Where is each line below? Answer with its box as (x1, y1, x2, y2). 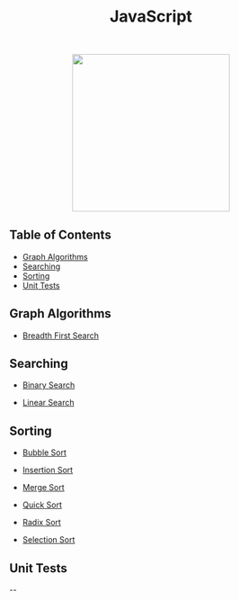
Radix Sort (22, 517, 61, 528)
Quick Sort (22, 499, 63, 510)
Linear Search (22, 398, 75, 408)
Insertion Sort (22, 465, 74, 476)
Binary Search (22, 380, 75, 390)
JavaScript (109, 6, 193, 27)
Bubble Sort (22, 447, 67, 458)
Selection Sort (22, 534, 75, 545)
